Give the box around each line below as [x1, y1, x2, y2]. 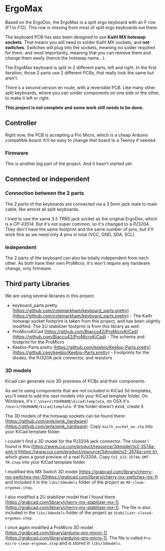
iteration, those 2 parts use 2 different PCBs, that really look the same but [5, 69, 154, 75]
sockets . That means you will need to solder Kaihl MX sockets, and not [5, 39, 150, 45]
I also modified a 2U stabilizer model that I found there [5, 494, 115, 500]
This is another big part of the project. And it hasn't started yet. [5, 161, 133, 167]
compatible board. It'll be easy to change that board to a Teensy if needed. [5, 137, 157, 143]
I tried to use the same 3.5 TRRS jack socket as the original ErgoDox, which [5, 215, 158, 222]
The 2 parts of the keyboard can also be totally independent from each [5, 255, 149, 261]
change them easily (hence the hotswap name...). [5, 55, 106, 61]
